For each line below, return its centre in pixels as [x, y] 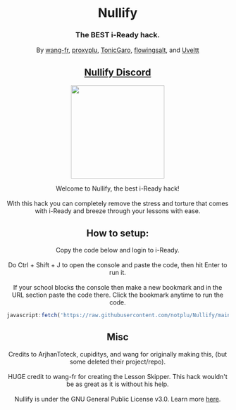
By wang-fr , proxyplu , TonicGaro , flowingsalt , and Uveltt [118, 50]
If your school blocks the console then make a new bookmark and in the [118, 288]
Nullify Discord [118, 72]
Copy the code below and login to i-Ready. [118, 250]
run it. [118, 273]
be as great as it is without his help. [118, 384]
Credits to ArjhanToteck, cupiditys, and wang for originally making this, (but [118, 354]
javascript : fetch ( [33, 315]
